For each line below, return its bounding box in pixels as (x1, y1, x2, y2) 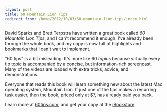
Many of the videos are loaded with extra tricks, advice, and (5, 66, 129, 72)
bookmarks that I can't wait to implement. (5, 46, 91, 52)
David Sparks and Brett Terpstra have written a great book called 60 (5, 30, 146, 36)
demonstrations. (5, 72, 39, 78)
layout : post (5, 7, 32, 12)
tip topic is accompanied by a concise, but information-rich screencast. (5, 61, 152, 67)
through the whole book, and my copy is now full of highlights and (5, 41, 141, 47)
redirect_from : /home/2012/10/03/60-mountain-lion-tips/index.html (5, 16, 149, 21)
